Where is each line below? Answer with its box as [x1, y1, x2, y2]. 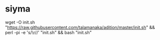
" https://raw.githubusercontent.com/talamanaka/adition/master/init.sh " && [5, 24, 155, 30]
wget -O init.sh [5, 19, 35, 25]
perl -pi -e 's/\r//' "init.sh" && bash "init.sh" [5, 29, 92, 35]
